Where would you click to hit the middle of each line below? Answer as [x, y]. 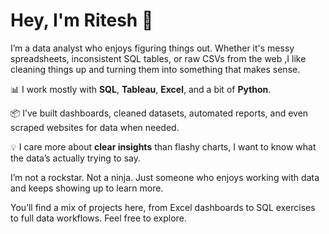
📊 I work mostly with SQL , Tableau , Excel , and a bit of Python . [141, 89]
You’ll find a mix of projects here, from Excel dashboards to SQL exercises [163, 207]
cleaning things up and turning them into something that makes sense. [155, 69]
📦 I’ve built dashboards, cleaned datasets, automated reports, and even [159, 113]
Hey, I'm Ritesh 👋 [82, 20]
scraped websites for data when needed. [95, 127]
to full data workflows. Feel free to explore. [98, 218]
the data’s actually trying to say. [75, 158]
